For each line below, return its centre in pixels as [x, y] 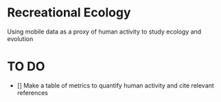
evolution [20, 38]
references [32, 92]
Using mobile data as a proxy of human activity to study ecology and [104, 31]
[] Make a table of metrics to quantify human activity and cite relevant [115, 85]
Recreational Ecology [69, 13]
